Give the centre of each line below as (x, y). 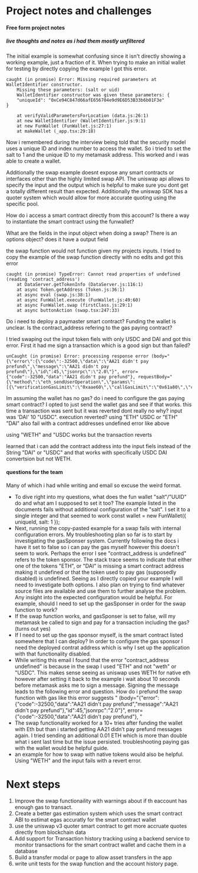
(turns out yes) (33, 628)
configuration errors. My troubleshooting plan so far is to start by (93, 534)
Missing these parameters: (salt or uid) (68, 90)
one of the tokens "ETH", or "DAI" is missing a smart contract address (99, 566)
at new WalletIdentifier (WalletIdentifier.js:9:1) (81, 121)
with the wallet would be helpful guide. (62, 748)
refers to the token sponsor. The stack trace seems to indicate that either (103, 559)
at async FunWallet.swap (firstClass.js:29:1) (75, 305)
